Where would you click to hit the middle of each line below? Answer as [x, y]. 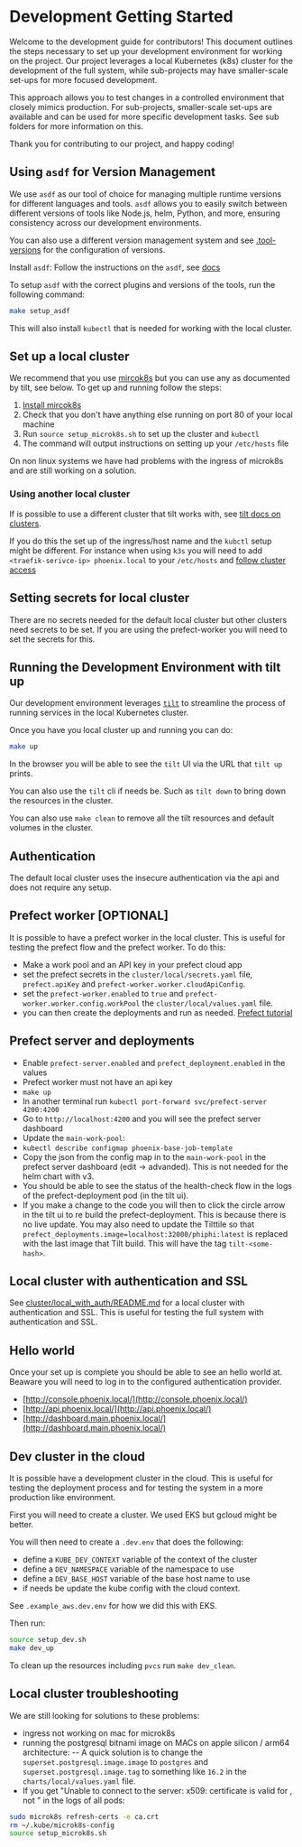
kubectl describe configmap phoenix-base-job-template [128, 1148]
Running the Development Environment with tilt [145, 667]
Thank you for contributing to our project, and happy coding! [122, 144]
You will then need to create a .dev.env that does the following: [126, 1542]
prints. [21, 774]
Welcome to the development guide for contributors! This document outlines [151, 42]
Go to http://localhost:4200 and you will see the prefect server [142, 1118]
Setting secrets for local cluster [100, 598]
